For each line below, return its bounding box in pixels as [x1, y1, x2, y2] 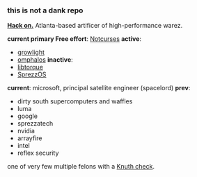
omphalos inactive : [17, 56, 73, 64]
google [17, 112, 38, 120]
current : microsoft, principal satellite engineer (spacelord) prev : [7, 84, 191, 92]
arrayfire [17, 134, 42, 142]
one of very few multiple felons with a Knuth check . [7, 162, 155, 171]
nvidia [17, 127, 35, 135]
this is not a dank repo [7, 6, 84, 15]
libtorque [17, 63, 44, 71]
